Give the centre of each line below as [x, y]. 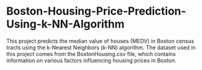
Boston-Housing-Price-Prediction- [96, 11]
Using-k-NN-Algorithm [65, 24]
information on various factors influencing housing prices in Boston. [91, 60]
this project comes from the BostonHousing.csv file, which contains [91, 54]
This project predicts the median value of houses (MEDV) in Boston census [100, 41]
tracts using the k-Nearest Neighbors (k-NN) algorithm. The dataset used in [101, 47]
